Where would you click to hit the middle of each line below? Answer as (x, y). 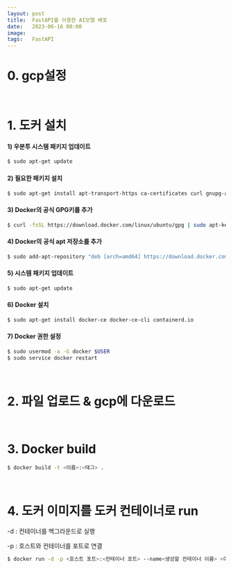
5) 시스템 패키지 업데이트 (41, 273)
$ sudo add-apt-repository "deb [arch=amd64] (74, 256)
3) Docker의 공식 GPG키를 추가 (50, 210)
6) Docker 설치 (28, 305)
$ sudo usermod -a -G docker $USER (59, 351)
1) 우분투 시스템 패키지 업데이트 (49, 146)
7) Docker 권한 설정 (34, 336)
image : (17, 33)
